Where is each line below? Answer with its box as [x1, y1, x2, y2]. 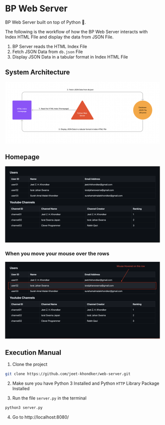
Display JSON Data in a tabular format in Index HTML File [12, 54, 128, 59]
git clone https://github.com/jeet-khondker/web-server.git [5, 371, 131, 376]
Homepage [5, 153, 40, 161]
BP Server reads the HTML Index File [12, 43, 87, 49]
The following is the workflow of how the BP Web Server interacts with [5, 28, 148, 34]
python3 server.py [5, 405, 43, 410]
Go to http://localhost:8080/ [12, 414, 69, 420]
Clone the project [12, 362, 48, 368]
